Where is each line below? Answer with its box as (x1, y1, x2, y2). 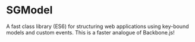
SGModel (6, 3, 53, 17)
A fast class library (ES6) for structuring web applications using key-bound (6, 23, 189, 30)
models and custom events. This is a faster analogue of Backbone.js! (6, 29, 175, 36)
